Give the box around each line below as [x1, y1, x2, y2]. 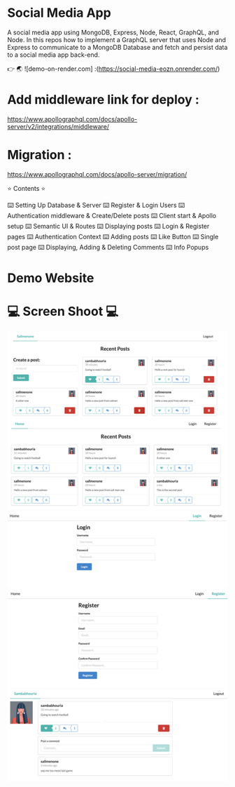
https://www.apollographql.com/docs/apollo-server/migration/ [7, 170, 187, 178]
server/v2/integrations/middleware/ [7, 122, 110, 130]
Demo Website [7, 270, 94, 285]
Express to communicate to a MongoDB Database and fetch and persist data [7, 43, 228, 51]
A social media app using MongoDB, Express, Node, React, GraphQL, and [7, 28, 219, 36]
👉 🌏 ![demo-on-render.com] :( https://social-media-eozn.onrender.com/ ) [7, 65, 220, 73]
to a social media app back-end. [7, 51, 100, 59]
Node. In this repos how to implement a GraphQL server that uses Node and [7, 35, 226, 43]
